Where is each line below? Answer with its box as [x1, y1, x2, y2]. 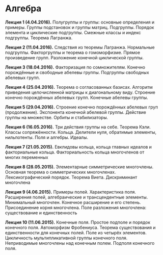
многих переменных [5, 154, 49, 160]
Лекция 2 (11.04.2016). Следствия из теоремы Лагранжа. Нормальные [5, 44, 155, 50]
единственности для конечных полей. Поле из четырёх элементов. [5, 229, 147, 235]
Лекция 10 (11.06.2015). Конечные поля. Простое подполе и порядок [5, 219, 151, 225]
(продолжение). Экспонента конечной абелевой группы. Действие [5, 109, 146, 115]
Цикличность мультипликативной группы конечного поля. [5, 235, 128, 241]
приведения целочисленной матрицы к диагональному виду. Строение [5, 89, 156, 95]
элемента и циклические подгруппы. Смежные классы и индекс [5, 29, 141, 35]
